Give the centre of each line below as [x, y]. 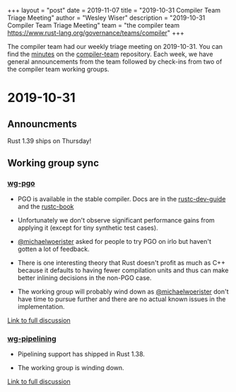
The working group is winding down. [71, 367]
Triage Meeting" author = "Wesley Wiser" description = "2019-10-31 [106, 18]
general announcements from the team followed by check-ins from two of [115, 62]
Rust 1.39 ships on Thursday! [49, 141]
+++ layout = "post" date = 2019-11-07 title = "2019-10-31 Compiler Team [114, 10]
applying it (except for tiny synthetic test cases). [88, 228]
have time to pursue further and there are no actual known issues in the [122, 299]
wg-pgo [21, 184]
